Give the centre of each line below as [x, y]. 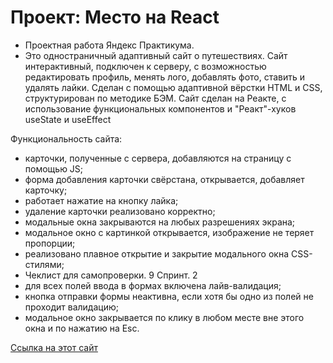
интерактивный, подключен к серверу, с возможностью [145, 66]
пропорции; [50, 243]
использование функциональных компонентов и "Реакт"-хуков [160, 108]
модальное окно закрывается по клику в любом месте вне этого [164, 317]
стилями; [44, 264]
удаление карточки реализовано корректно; [120, 211]
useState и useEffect [68, 119]
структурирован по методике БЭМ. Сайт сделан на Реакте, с [155, 98]
